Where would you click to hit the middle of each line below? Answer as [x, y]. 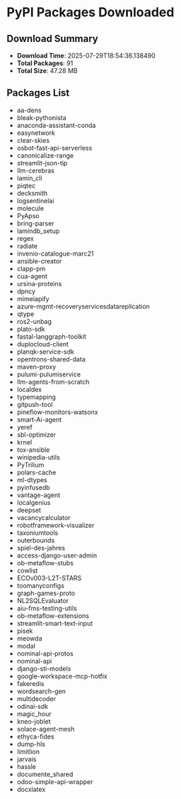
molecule [30, 208]
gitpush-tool [35, 404]
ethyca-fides [35, 737]
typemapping [36, 397]
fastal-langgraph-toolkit [51, 336]
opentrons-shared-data [51, 359]
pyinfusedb [33, 487]
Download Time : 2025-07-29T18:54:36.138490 [86, 55]
